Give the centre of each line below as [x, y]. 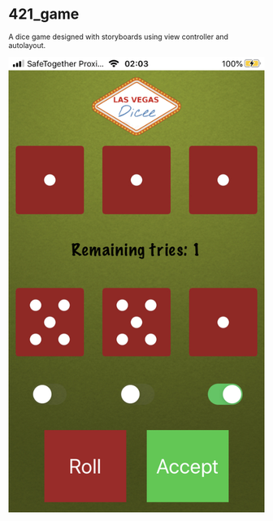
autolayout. [27, 45]
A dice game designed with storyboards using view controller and [119, 37]
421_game [44, 14]
